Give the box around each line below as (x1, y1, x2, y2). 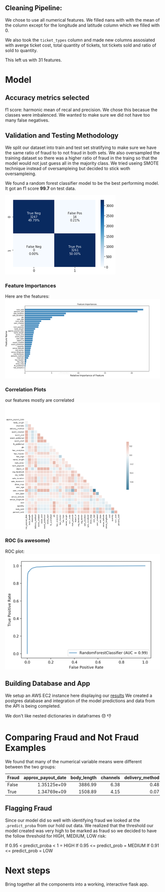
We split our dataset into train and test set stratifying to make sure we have (5, 145, 157, 150)
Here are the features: (5, 293, 50, 299)
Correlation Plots (5, 386, 47, 393)
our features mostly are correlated (5, 397, 75, 403)
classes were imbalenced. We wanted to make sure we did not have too (5, 112, 150, 118)
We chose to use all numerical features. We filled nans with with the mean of (5, 17, 160, 23)
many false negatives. (5, 117, 50, 123)
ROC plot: (5, 548, 25, 554)
